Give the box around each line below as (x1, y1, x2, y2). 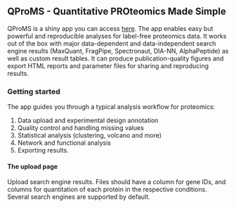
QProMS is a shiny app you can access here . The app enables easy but (7, 24, 214, 32)
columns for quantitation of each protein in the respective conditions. (7, 186, 207, 194)
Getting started (7, 86, 61, 96)
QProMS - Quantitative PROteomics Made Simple (7, 6, 226, 18)
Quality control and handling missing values (17, 124, 144, 132)
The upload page (7, 162, 58, 171)
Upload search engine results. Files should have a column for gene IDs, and (7, 178, 226, 186)
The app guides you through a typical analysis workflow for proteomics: (7, 103, 216, 111)
